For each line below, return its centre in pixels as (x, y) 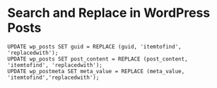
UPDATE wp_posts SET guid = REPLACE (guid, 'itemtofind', (94, 46)
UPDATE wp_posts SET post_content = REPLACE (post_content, (98, 59)
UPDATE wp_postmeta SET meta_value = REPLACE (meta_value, (96, 71)
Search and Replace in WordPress (109, 13)
